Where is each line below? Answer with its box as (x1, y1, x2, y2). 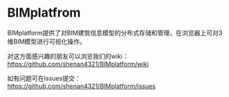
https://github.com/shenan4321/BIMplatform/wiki (7, 60, 149, 68)
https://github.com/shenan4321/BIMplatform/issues (7, 82, 156, 90)
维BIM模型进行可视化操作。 (7, 37, 86, 46)
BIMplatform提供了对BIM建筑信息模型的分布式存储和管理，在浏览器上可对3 (7, 28, 223, 37)
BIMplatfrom (7, 5, 81, 21)
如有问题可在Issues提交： (7, 74, 82, 82)
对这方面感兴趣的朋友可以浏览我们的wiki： (7, 52, 129, 60)
